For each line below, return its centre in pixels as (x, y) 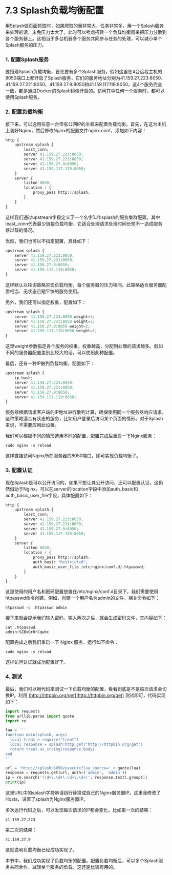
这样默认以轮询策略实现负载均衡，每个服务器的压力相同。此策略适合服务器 (84, 284)
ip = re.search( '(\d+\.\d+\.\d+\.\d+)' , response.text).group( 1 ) (76, 778)
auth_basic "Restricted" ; (60, 562)
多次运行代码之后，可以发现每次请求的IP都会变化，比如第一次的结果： (79, 810)
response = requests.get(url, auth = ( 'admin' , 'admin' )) (66, 773)
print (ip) (16, 782)
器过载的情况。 (21, 230)
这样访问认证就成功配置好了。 (37, 662)
